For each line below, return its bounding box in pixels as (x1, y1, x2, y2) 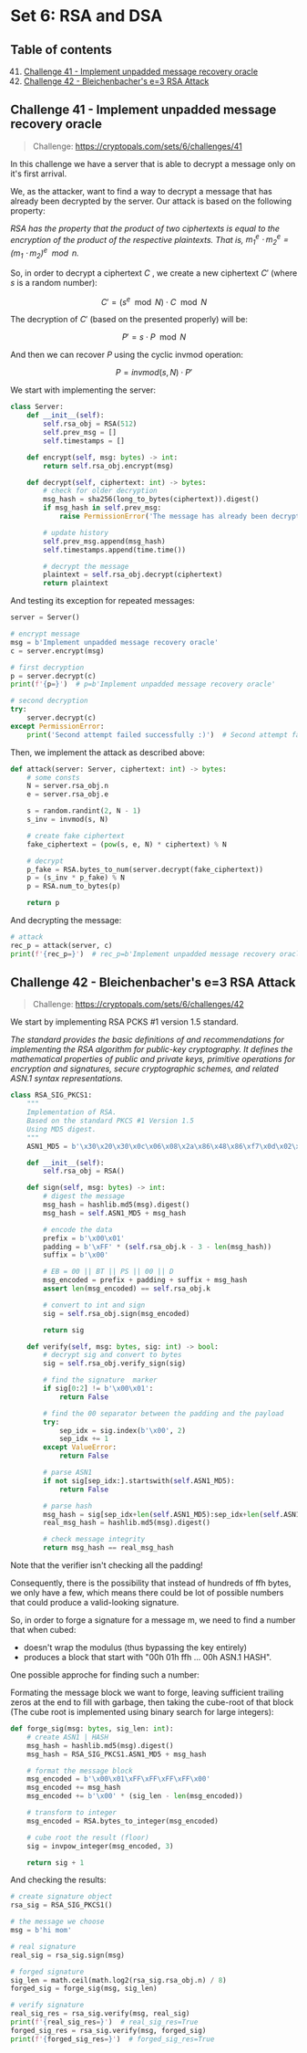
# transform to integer (26, 1808, 118, 1817)
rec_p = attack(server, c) (10, 941, 113, 950)
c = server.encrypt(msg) (10, 646, 105, 656)
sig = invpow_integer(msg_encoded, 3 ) (26, 1841, 174, 1850)
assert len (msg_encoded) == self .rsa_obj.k (43, 1284, 210, 1293)
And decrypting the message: (10, 915, 122, 925)
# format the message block (26, 1766, 133, 1775)
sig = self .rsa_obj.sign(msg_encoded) (43, 1309, 190, 1318)
